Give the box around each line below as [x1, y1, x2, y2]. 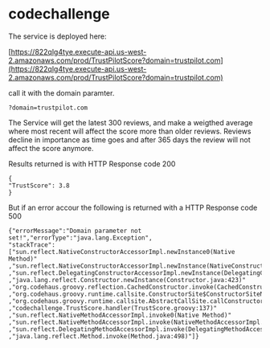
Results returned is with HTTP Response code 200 [8, 158, 176, 169]
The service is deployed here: [8, 31, 107, 41]
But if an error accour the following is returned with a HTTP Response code [8, 203, 258, 212]
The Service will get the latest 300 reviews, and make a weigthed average [8, 117, 253, 127]
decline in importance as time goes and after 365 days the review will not [8, 134, 251, 145]
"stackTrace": [8, 240, 56, 249]
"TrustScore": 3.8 [8, 182, 70, 190]
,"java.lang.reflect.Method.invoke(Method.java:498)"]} [8, 332, 199, 340]
